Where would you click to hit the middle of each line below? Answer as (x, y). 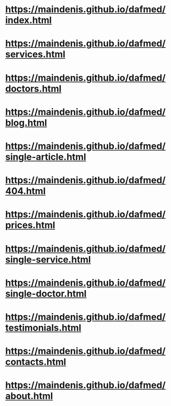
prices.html (30, 225)
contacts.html (36, 362)
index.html (29, 20)
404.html (26, 191)
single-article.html (46, 157)
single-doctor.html (46, 294)
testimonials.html (43, 328)
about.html (29, 396)
